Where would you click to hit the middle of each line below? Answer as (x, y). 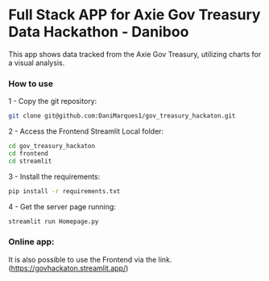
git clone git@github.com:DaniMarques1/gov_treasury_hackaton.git (122, 116)
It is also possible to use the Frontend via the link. (90, 259)
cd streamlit (30, 161)
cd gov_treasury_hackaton (52, 147)
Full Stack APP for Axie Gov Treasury (134, 15)
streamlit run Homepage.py (54, 221)
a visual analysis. (37, 63)
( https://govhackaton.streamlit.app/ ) (68, 268)
